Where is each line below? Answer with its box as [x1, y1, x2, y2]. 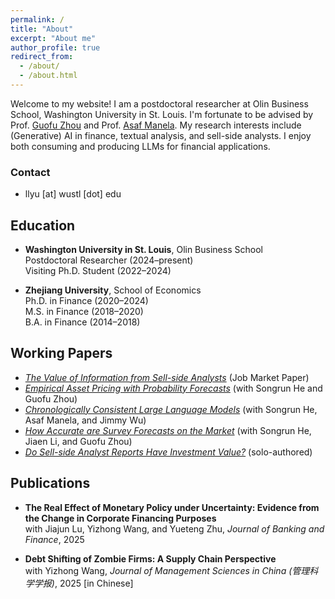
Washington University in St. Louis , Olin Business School [24, 243, 263, 255]
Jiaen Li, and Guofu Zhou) [24, 435, 133, 447]
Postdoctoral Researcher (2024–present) [24, 254, 194, 266]
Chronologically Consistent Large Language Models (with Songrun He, [24, 403, 318, 415]
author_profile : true [10, 42, 101, 53]
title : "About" [10, 24, 74, 34]
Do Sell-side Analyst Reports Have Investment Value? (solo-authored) [24, 446, 313, 458]
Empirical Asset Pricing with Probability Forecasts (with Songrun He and [24, 382, 323, 394]
